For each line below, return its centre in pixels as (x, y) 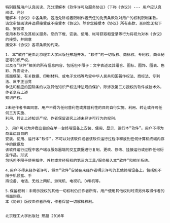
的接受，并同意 (19, 40)
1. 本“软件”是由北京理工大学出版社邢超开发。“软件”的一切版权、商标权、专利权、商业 (83, 55)
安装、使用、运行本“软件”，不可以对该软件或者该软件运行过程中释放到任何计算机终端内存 (85, 139)
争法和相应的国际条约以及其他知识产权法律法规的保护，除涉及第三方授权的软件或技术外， (84, 87)
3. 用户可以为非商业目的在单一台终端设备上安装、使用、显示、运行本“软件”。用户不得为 (84, 128)
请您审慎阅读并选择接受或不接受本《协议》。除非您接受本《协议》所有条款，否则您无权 (82, 23)
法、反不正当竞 (19, 82)
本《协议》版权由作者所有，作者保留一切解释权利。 (51, 202)
